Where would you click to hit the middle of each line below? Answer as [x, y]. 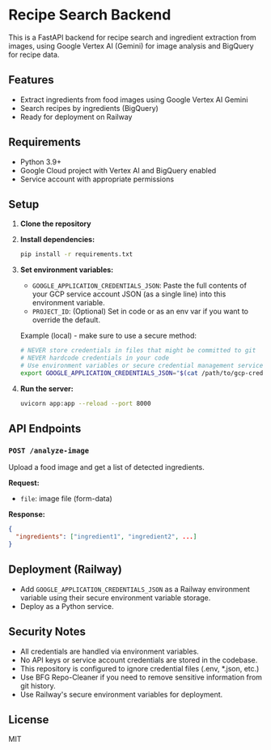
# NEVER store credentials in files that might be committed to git [138, 351]
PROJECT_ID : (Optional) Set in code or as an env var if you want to [140, 311]
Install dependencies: [57, 240]
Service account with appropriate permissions [97, 179]
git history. [38, 685]
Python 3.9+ [41, 162]
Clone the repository [55, 224]
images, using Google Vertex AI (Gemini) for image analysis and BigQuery [131, 45]
